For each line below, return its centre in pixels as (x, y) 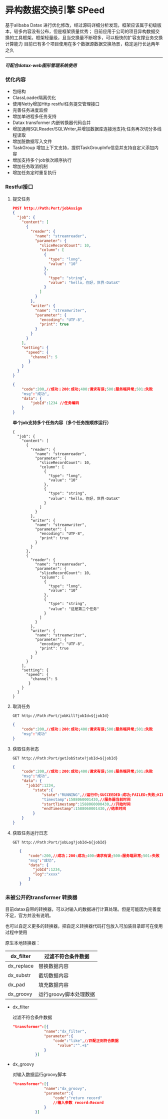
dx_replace (21, 966)
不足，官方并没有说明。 (29, 915)
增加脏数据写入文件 (32, 141)
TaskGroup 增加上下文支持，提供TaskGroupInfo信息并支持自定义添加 (83, 147)
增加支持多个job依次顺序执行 (42, 160)
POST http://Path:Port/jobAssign (47, 208)
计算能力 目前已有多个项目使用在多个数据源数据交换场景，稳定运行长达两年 (82, 43)
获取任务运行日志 (30, 832)
